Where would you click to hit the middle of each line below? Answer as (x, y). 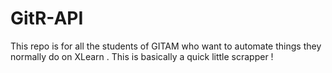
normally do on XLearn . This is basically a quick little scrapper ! (142, 56)
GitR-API (47, 18)
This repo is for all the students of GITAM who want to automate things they (166, 46)
